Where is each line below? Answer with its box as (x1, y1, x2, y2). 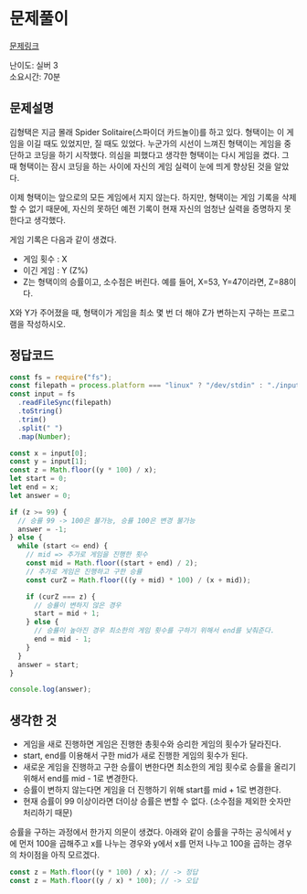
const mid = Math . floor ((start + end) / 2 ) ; (26, 559, 198, 568)
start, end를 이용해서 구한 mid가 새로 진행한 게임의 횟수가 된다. (22, 750, 249, 761)
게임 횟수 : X (22, 253, 68, 264)
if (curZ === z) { (26, 591, 96, 601)
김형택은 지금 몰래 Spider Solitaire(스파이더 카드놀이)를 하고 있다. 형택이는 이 (9, 126, 285, 137)
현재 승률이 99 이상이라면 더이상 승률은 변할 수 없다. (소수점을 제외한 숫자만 (22, 796, 291, 807)
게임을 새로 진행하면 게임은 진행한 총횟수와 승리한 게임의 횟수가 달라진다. (22, 739, 281, 750)
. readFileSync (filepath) (17, 399, 112, 408)
